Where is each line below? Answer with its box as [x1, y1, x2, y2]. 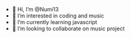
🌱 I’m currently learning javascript [12, 19, 97, 25]
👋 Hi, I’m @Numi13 [12, 6, 59, 13]
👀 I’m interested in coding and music [12, 12, 104, 19]
